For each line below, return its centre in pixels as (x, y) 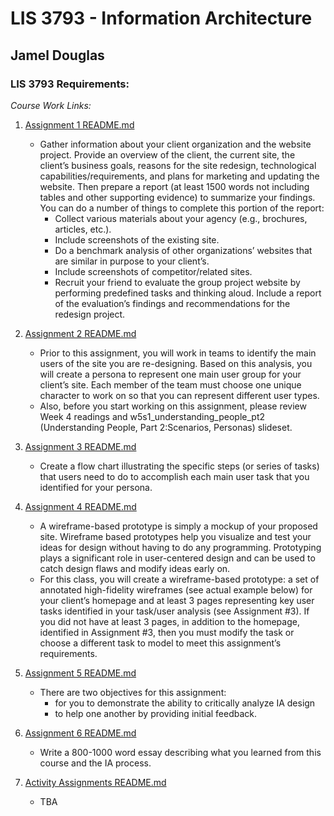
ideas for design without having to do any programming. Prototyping (180, 547)
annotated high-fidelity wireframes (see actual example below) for (176, 589)
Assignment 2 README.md (80, 333)
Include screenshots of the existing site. (137, 239)
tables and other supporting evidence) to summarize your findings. (177, 197)
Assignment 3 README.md (80, 446)
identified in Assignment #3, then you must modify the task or (167, 632)
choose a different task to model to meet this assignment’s (160, 643)
